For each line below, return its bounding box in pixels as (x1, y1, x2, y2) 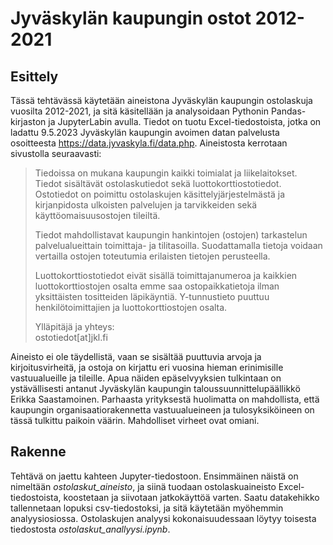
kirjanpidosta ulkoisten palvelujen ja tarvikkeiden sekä (34, 199, 257, 211)
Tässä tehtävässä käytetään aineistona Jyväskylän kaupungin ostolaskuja (10, 95, 313, 106)
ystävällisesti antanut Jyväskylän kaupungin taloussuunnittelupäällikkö (10, 383, 301, 394)
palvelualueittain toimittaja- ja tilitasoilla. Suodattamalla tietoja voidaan (34, 240, 323, 251)
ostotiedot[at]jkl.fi (34, 332, 108, 343)
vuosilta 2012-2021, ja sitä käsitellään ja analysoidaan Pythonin (10, 105, 269, 117)
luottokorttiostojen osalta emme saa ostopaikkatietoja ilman (34, 280, 280, 292)
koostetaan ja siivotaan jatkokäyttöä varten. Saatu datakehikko (63, 491, 320, 503)
